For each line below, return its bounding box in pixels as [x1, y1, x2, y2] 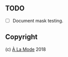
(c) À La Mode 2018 [5, 46, 46, 52]
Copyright [5, 33, 38, 41]
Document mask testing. [12, 17, 63, 23]
